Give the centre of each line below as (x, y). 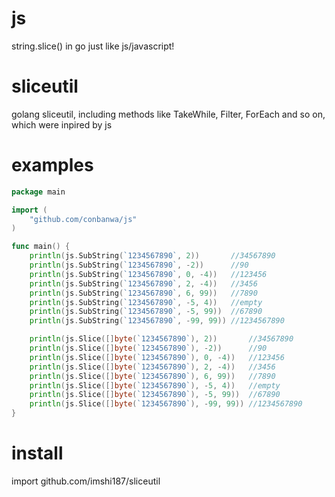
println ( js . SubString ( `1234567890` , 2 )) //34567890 (152, 256)
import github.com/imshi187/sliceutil (86, 481)
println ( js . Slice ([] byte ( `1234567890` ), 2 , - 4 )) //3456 (152, 367)
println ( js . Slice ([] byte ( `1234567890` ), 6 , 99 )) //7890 (152, 376)
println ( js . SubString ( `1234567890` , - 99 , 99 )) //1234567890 (157, 321)
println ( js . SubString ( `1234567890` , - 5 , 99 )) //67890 (146, 312)
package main (38, 192)
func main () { (41, 247)
